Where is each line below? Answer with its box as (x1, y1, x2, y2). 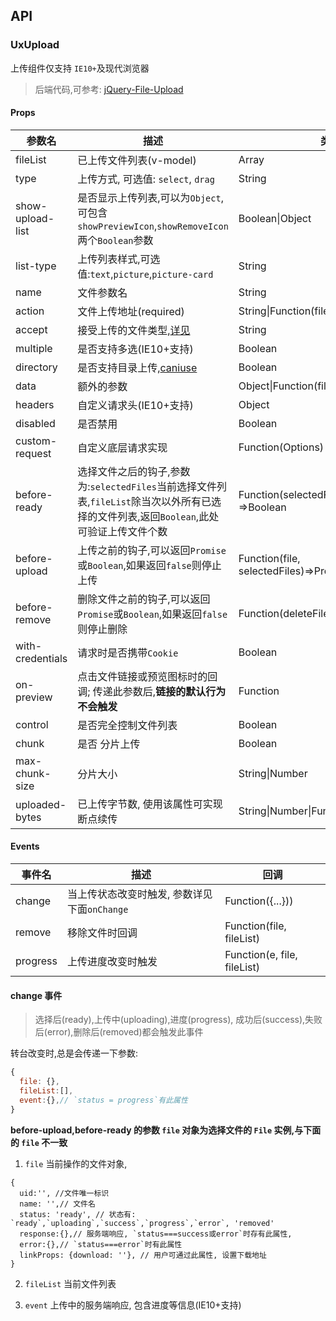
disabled (15, 416, 56, 430)
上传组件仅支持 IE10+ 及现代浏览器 (10, 62, 150, 74)
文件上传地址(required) (77, 304, 185, 318)
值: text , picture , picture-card (77, 267, 214, 281)
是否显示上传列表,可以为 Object (77, 190, 222, 204)
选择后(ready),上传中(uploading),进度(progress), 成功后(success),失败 (34, 1014, 323, 1026)
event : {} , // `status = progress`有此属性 (19, 1095, 188, 1105)
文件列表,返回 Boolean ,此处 (97, 509, 220, 523)
